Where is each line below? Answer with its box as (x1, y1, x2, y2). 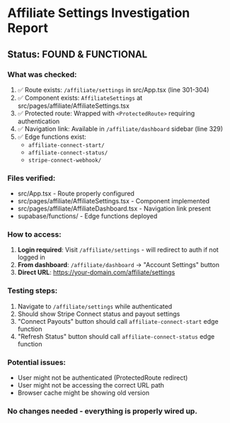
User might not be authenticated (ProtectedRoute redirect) (17, 373, 188, 382)
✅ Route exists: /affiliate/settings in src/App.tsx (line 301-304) (17, 85, 209, 94)
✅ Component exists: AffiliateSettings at (17, 94, 143, 102)
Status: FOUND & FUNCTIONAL (7, 48, 148, 60)
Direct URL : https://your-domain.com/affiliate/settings (17, 268, 176, 277)
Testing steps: (7, 286, 58, 295)
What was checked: (7, 69, 77, 79)
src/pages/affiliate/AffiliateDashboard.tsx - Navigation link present (17, 204, 211, 213)
